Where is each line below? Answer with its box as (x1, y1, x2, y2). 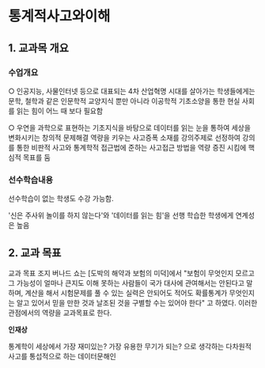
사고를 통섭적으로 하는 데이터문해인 (8, 351, 116, 361)
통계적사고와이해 (8, 7, 111, 25)
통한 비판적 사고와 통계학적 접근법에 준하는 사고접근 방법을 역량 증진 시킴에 (16, 142, 247, 152)
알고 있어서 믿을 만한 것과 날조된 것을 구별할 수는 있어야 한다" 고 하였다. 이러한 (16, 298, 258, 307)
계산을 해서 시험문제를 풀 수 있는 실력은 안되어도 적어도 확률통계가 (25, 288, 228, 298)
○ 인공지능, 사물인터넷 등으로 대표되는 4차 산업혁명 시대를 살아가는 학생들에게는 (8, 86, 256, 96)
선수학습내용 (8, 174, 54, 185)
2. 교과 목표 (8, 246, 62, 260)
